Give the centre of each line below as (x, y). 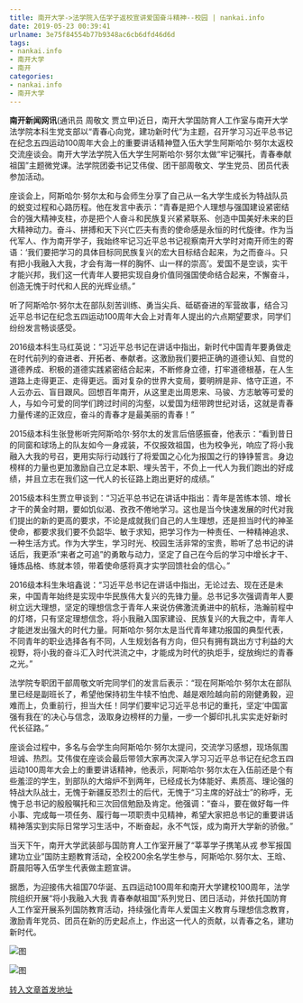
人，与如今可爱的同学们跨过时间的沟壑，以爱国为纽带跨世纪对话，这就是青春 (151, 403)
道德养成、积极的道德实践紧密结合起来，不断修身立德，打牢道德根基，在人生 (151, 369)
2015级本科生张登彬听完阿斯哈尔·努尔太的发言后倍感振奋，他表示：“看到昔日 (151, 433)
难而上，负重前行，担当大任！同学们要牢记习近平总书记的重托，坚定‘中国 (145, 705)
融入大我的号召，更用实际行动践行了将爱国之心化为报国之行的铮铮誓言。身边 (151, 455)
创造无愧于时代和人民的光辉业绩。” (73, 286)
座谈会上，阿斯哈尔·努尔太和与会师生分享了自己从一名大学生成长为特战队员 (149, 196)
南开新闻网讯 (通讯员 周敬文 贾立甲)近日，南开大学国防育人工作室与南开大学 (149, 120)
